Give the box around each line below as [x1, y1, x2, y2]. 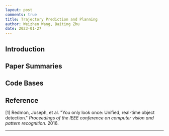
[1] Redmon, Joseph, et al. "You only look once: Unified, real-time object [5, 109, 155, 116]
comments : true [5, 12, 37, 17]
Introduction [5, 45, 45, 53]
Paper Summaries [5, 61, 62, 71]
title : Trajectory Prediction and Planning [5, 17, 98, 22]
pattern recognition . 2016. [5, 120, 59, 126]
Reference [5, 96, 39, 105]
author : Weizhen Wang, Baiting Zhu [5, 21, 80, 27]
